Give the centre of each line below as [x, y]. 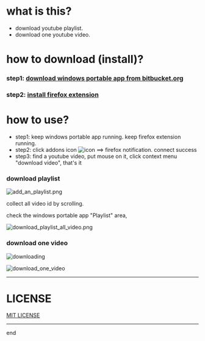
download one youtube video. [52, 34]
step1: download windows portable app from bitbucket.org [95, 79]
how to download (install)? [75, 59]
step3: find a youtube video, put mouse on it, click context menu [96, 156]
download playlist [33, 178]
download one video [37, 243]
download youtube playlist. [49, 28]
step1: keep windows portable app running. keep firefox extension [98, 137]
